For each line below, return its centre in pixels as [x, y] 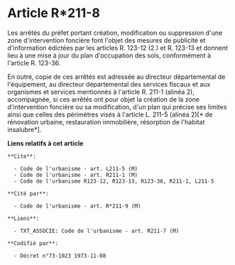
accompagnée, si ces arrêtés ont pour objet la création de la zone [104, 99]
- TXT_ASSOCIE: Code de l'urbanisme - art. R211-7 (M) [97, 231]
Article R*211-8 [54, 13]
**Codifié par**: [33, 243]
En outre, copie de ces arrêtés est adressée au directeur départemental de [116, 77]
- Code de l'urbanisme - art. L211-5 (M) [76, 168]
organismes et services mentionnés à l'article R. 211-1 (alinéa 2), [101, 92]
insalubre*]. [24, 129]
